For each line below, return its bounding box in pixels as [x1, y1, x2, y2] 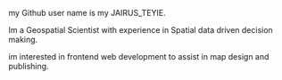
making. [8, 35, 38, 44]
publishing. [8, 61, 50, 71]
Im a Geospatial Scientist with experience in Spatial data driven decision [8, 25, 273, 35]
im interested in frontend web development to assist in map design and [8, 52, 270, 61]
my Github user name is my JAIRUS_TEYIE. [8, 8, 166, 18]
